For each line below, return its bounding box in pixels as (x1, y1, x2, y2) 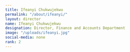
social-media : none (5, 35, 46, 40)
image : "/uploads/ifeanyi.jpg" (5, 30, 70, 35)
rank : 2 (5, 40, 21, 45)
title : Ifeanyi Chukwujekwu (5, 7, 64, 12)
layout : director (5, 16, 41, 21)
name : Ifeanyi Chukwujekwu (5, 21, 61, 26)
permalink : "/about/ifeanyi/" (5, 12, 68, 17)
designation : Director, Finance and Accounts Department (5, 26, 126, 31)
